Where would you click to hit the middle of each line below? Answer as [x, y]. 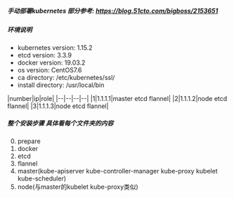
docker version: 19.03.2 [51, 62]
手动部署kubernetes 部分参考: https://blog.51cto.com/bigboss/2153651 [113, 11]
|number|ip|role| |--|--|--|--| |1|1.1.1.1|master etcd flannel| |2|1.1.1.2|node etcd [117, 99]
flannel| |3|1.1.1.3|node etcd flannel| [58, 106]
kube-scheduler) [42, 178]
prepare [29, 141]
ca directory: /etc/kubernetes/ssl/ [66, 78]
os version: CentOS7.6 [50, 70]
